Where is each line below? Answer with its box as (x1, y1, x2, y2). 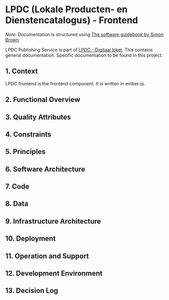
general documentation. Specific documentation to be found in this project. (5, 52, 163, 58)
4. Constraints (5, 130, 52, 139)
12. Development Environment (5, 269, 103, 278)
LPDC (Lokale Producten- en (5, 4, 128, 15)
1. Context (5, 67, 38, 76)
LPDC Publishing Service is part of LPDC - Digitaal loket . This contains (5, 47, 153, 53)
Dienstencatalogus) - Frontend (5, 14, 138, 26)
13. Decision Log (5, 286, 59, 295)
